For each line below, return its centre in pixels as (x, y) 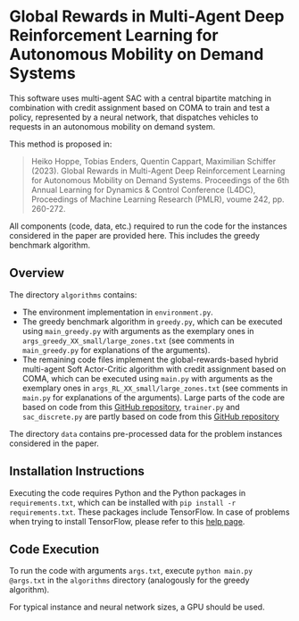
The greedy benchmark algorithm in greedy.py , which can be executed (152, 321)
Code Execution (54, 549)
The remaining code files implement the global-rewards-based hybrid (150, 359)
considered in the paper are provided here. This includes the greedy (135, 235)
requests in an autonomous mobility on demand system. (112, 126)
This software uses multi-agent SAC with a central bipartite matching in (141, 98)
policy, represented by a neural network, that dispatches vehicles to (134, 117)
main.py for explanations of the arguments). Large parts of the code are (154, 397)
